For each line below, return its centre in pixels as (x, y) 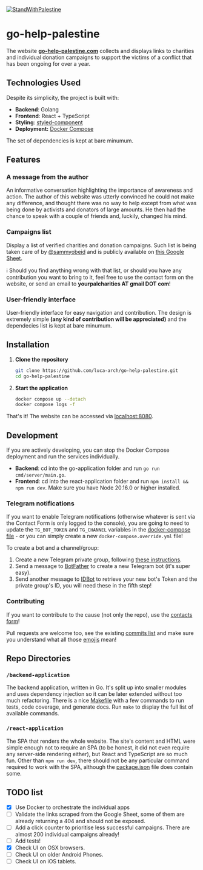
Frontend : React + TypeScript (52, 116)
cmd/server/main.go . (40, 475)
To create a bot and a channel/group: (52, 548)
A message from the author (48, 177)
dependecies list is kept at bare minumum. (59, 326)
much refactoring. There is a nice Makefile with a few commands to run (95, 701)
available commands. (33, 714)
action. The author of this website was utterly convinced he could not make (101, 197)
